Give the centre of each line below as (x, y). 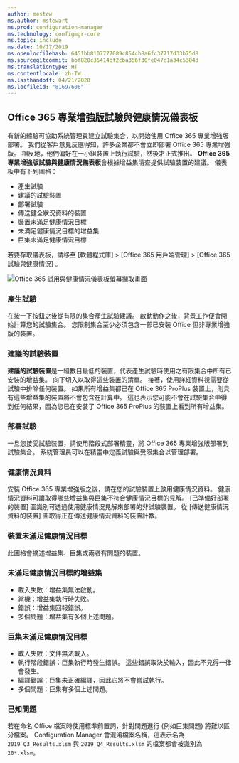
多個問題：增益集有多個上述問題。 (68, 617)
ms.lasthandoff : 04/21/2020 (49, 80)
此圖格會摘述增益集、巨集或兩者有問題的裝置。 (76, 553)
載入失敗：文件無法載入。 (55, 653)
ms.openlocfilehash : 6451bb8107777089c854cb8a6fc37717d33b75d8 (103, 54)
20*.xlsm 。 (23, 753)
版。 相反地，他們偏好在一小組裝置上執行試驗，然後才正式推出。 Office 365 (118, 154)
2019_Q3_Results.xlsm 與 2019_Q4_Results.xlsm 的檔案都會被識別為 (105, 744)
